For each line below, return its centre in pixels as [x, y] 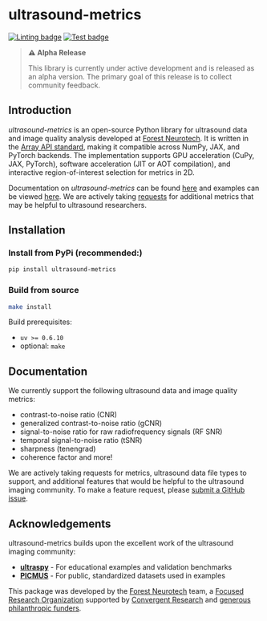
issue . [18, 498]
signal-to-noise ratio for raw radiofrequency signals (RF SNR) [121, 432]
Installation [37, 230]
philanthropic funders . [45, 608]
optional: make [42, 346]
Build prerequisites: [40, 322]
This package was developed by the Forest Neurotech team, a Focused [126, 591]
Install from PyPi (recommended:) [75, 253]
